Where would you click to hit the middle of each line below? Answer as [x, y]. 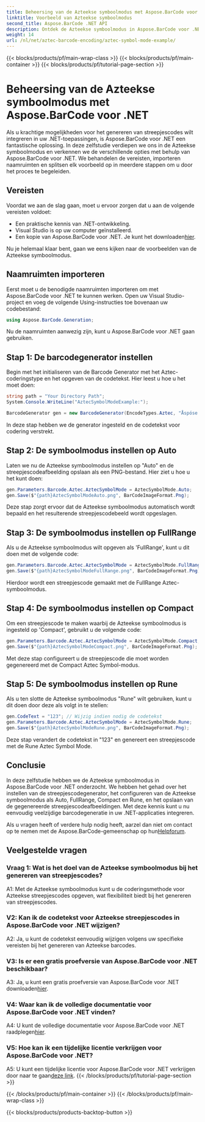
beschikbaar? [27, 969]
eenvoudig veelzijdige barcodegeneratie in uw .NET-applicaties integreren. [100, 813]
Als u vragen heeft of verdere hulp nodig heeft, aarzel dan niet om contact [99, 824]
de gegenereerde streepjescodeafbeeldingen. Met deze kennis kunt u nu [98, 806]
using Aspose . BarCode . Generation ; [50, 320]
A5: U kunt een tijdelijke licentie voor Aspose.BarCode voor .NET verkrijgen [101, 1069]
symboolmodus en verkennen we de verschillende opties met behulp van [98, 151]
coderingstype [25, 379]
